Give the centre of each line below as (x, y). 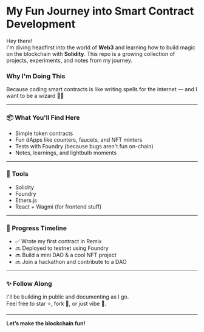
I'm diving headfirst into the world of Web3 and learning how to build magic (101, 47)
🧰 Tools (17, 174)
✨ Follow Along (29, 284)
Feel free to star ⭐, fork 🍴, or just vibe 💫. (56, 304)
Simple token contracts (44, 133)
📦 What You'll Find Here (43, 118)
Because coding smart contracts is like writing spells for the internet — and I (102, 89)
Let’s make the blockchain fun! (46, 323)
